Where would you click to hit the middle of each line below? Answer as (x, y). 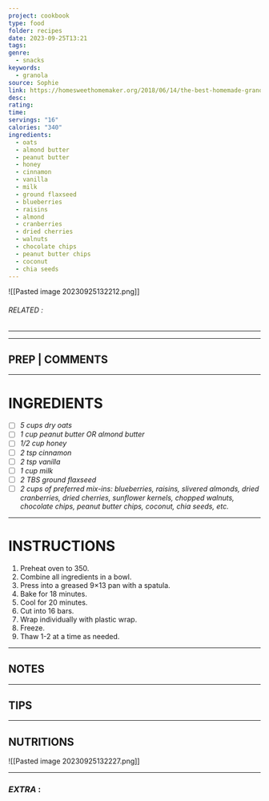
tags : (17, 46)
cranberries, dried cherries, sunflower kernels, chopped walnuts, (127, 497)
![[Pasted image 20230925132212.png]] (74, 292)
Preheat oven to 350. (54, 568)
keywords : (25, 68)
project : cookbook (39, 16)
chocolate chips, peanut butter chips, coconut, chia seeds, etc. (124, 506)
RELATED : (26, 310)
